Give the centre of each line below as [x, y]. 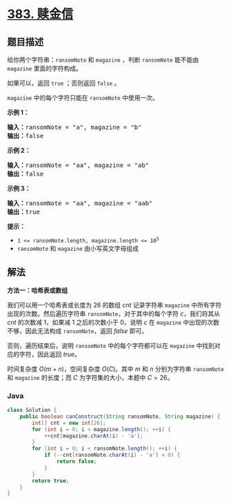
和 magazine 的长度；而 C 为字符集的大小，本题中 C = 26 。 [90, 377]
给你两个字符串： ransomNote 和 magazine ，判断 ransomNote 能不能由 [103, 60]
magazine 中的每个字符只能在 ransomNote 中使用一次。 [83, 98]
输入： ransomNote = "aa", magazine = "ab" [78, 165]
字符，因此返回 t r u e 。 [50, 354]
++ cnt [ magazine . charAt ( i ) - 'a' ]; [93, 436]
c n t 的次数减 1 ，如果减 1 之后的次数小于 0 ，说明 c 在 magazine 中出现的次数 [113, 322]
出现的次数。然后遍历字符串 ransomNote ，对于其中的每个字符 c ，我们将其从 [114, 313]
